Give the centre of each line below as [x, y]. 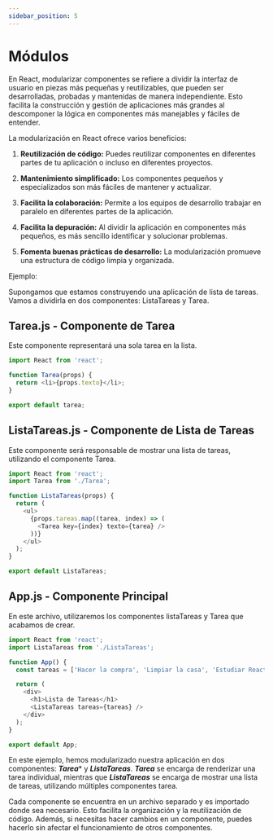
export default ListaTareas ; [58, 571]
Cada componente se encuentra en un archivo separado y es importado [129, 802]
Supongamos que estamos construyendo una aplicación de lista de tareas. [133, 292]
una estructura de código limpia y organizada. [97, 260]
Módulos [39, 56]
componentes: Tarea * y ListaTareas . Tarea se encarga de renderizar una [132, 769]
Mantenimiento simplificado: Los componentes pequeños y [121, 178]
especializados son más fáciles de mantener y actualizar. [116, 187]
